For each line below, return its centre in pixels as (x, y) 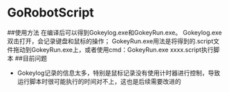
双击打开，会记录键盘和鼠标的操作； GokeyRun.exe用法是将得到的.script (110, 41)
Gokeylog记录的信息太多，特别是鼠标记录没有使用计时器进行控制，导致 (119, 73)
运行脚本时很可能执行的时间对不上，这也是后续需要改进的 (99, 81)
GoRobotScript (51, 13)
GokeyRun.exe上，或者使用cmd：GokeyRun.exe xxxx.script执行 (122, 49)
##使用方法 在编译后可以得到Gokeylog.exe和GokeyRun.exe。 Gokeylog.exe (115, 32)
